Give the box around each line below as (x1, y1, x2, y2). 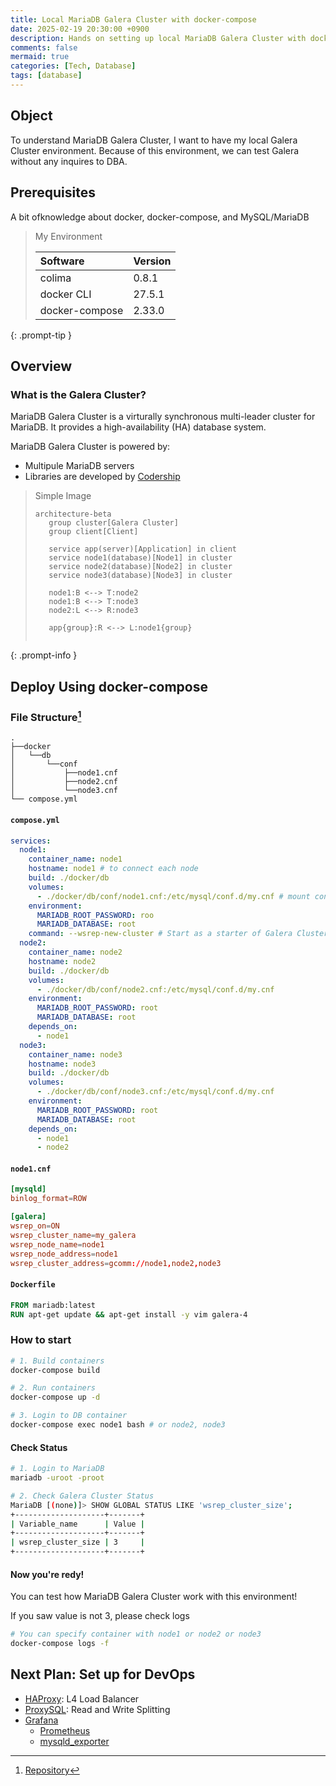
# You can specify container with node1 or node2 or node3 (10, 1629, 262, 1640)
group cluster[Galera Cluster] (48, 518, 179, 528)
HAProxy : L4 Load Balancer (24, 1692, 140, 1705)
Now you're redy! (10, 1568, 85, 1580)
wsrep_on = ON (10, 1221, 60, 1231)
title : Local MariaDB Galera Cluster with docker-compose (10, 14, 257, 25)
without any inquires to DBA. (10, 155, 128, 167)
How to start (10, 1333, 72, 1347)
